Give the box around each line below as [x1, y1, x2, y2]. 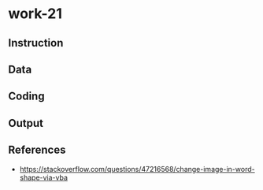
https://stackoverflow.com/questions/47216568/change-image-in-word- [19, 164, 255, 173]
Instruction [8, 36, 64, 50]
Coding [8, 90, 45, 103]
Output [8, 116, 43, 130]
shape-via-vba [19, 173, 69, 182]
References [8, 143, 66, 157]
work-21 [8, 5, 63, 23]
